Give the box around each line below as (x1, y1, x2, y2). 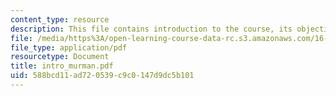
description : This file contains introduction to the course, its (10, 24, 293, 34)
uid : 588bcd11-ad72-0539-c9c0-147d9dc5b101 (10, 71, 195, 81)
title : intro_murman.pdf (10, 61, 114, 71)
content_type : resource (10, 14, 110, 25)
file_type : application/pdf (10, 42, 128, 53)
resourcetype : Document (10, 52, 110, 62)
